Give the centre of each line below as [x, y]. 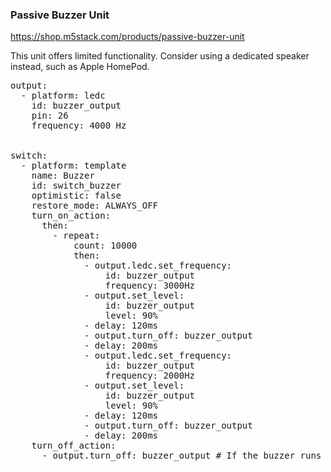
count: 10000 [105, 246]
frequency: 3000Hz [150, 286]
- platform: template [73, 166]
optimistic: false [76, 196]
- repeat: [76, 236]
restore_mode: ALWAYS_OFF [95, 206]
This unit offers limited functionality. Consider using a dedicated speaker [160, 56]
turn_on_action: [71, 216]
